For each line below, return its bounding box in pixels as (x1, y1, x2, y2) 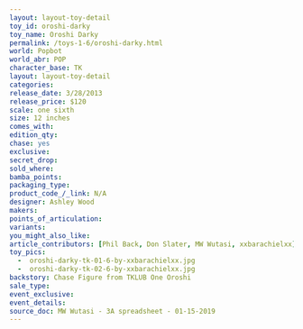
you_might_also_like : (9, 231, 91, 240)
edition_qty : (9, 131, 59, 140)
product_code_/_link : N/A (9, 189, 106, 198)
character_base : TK (9, 64, 83, 73)
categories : (9, 80, 54, 89)
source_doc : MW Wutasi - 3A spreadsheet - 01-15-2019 (9, 306, 216, 315)
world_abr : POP (9, 55, 67, 64)
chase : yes (9, 139, 50, 148)
